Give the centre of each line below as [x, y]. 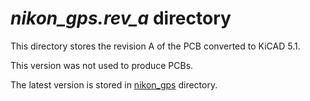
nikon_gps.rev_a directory [121, 18]
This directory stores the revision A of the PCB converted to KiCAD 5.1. [155, 46]
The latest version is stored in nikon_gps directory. [114, 84]
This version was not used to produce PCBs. [102, 65]
